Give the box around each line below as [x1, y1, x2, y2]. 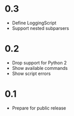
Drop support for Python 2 [12, 59, 67, 66]
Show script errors [12, 70, 51, 76]
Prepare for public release [12, 105, 66, 111]
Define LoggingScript [12, 20, 56, 26]
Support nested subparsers [12, 25, 69, 31]
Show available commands [12, 65, 68, 71]
